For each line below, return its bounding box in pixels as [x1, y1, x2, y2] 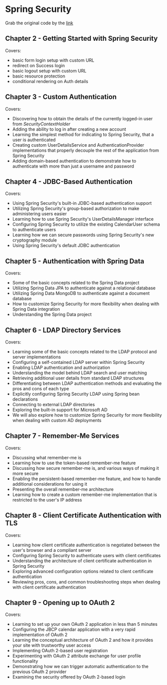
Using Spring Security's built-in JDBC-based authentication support [12, 200, 152, 206]
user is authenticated [12, 137, 56, 143]
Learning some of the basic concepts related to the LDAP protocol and [12, 349, 157, 354]
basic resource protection [12, 73, 66, 79]
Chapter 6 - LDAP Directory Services [5, 326, 121, 334]
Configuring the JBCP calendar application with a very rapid [12, 626, 136, 632]
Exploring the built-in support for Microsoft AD [12, 407, 108, 413]
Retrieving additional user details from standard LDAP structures [12, 375, 144, 381]
